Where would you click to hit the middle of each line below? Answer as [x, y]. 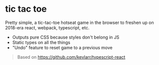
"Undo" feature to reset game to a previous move [62, 47]
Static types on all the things [41, 42]
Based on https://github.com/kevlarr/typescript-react [71, 57]
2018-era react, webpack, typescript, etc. [47, 27]
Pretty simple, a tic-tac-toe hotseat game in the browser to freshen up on [79, 22]
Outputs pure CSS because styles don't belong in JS [66, 37]
